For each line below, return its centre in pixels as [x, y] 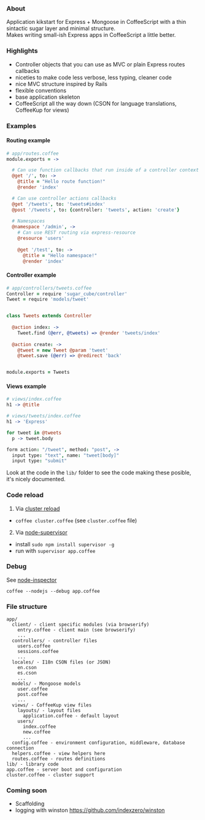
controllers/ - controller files [55, 641]
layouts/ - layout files [49, 711]
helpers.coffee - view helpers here [59, 754]
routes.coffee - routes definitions [59, 759]
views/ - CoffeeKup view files [52, 705]
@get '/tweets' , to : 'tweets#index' [59, 204]
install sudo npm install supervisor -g [65, 544]
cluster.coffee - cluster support [51, 775]
